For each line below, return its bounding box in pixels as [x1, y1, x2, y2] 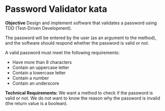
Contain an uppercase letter [12, 64, 69, 70]
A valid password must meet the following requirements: [5, 50, 120, 55]
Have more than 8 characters [12, 59, 72, 65]
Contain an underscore [12, 80, 59, 86]
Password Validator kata [5, 3, 107, 15]
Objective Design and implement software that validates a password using [5, 20, 157, 26]
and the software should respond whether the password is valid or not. [5, 40, 150, 46]
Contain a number [12, 75, 49, 81]
